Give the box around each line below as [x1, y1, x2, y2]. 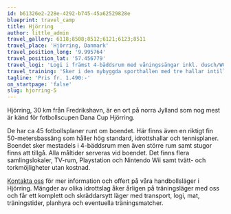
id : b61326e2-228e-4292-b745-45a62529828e [7, 10, 131, 17]
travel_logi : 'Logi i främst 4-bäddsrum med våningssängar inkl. [7, 61, 198, 68]
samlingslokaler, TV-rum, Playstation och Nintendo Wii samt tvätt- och [7, 156, 206, 164]
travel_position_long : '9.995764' [7, 49, 107, 56]
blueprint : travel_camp [7, 17, 76, 23]
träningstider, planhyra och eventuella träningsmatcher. [7, 199, 164, 207]
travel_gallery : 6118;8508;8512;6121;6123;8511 [7, 36, 146, 43]
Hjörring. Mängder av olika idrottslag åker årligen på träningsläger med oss [7, 184, 220, 193]
